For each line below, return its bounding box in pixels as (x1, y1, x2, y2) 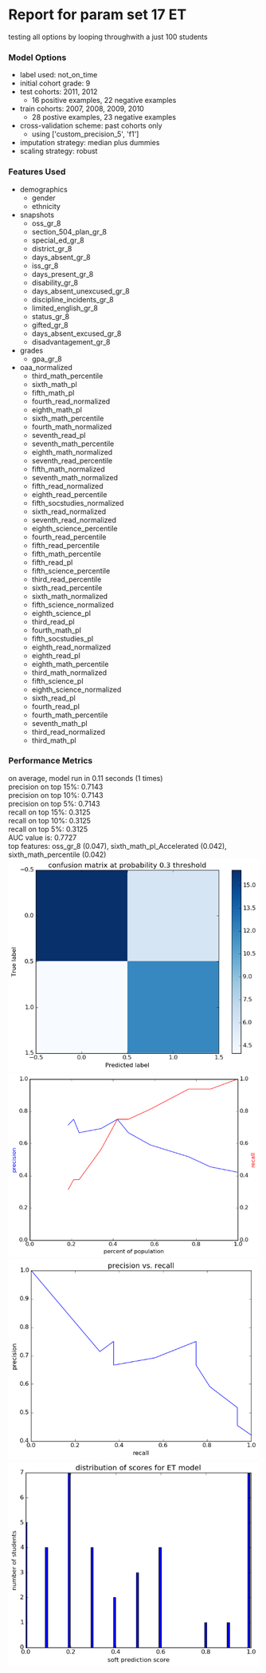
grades (19, 345, 44, 355)
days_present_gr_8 (31, 269, 94, 278)
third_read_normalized (31, 727, 106, 736)
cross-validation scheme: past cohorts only (19, 121, 162, 131)
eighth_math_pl (31, 404, 82, 414)
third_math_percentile (31, 371, 104, 381)
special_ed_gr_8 (31, 235, 85, 245)
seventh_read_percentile (31, 456, 113, 465)
